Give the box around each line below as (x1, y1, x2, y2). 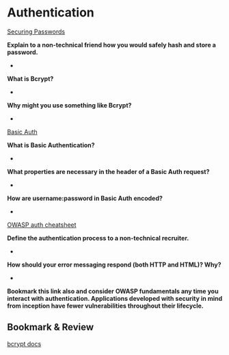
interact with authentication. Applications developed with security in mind (7, 294, 223, 302)
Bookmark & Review (7, 321, 94, 333)
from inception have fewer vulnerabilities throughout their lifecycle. (7, 302, 204, 310)
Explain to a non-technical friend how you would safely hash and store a (7, 40, 217, 49)
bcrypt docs (7, 339, 42, 347)
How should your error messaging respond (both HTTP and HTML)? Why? (7, 260, 221, 269)
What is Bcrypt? (7, 74, 54, 83)
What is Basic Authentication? (7, 140, 95, 149)
